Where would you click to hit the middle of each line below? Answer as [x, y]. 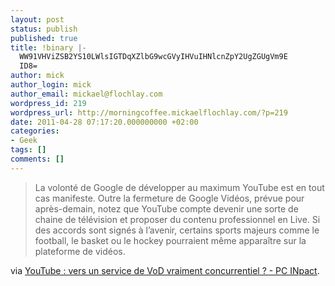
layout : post [37, 19]
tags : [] [28, 150]
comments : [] [37, 159]
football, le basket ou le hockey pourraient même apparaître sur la [170, 240]
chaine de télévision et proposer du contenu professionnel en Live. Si [177, 219]
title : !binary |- [48, 47]
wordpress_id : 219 [48, 103]
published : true [44, 38]
